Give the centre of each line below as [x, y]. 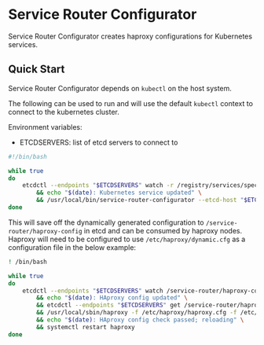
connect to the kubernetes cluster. [64, 112]
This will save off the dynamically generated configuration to [106, 222]
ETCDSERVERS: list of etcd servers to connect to [99, 142]
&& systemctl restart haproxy [86, 327]
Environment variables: [45, 127]
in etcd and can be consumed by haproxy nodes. [163, 230]
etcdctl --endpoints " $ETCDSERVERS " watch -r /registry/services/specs [142, 185]
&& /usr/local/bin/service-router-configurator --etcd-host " [140, 200]
